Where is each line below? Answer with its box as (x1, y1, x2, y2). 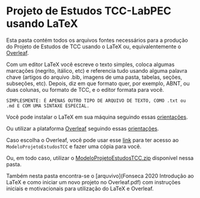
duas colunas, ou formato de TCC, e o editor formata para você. (6, 86, 165, 93)
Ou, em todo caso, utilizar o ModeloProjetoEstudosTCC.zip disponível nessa (6, 154, 194, 162)
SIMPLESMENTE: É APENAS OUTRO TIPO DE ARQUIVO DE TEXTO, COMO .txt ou (6, 97, 186, 104)
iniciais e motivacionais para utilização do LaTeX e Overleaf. (6, 185, 154, 192)
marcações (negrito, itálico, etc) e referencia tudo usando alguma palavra (6, 67, 187, 74)
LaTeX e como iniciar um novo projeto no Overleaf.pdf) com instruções (6, 178, 181, 185)
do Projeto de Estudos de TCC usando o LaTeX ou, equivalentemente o (6, 43, 181, 50)
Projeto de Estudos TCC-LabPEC (6, 4, 172, 18)
